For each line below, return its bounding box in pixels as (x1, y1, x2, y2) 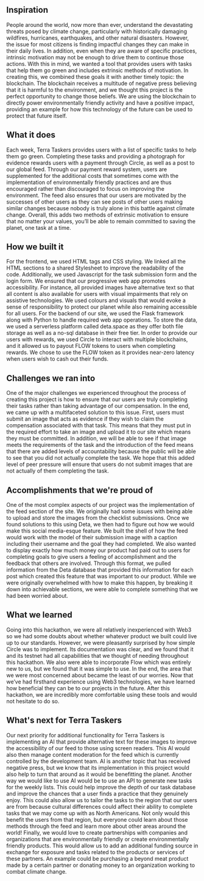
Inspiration (6, 5, 49, 15)
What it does (6, 130, 56, 140)
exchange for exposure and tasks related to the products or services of (6, 848, 185, 855)
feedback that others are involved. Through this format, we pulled (6, 559, 171, 567)
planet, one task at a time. (6, 224, 71, 231)
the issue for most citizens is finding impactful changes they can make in (6, 40, 189, 48)
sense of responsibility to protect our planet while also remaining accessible (6, 303, 197, 311)
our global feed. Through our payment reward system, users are (6, 165, 167, 173)
